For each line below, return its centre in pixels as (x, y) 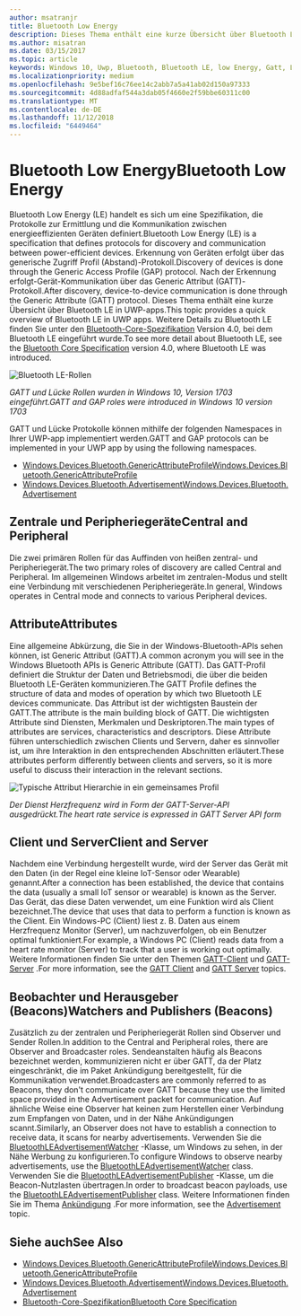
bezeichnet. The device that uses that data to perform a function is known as (150, 911)
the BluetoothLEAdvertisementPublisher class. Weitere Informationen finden (150, 1195)
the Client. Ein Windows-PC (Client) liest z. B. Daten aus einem (125, 921)
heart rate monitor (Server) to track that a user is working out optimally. (141, 950)
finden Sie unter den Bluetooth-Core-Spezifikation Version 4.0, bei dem (141, 329)
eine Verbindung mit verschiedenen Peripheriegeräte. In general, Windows (146, 586)
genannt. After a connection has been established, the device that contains (147, 883)
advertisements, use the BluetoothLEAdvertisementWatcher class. (131, 1166)
